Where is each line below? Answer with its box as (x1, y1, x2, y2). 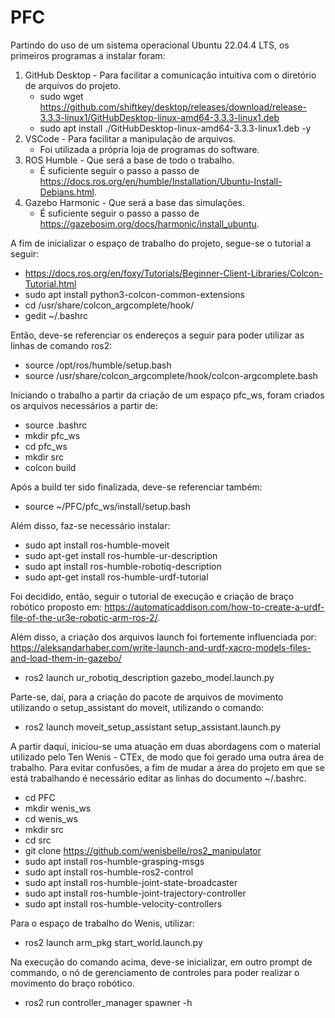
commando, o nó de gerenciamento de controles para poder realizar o (10, 966, 300, 978)
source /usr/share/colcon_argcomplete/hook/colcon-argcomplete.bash (24, 369, 318, 381)
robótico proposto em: (10, 601, 103, 613)
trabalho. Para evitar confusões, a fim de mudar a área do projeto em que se (10, 761, 325, 773)
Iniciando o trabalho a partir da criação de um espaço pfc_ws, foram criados (10, 389, 325, 401)
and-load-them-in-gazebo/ (10, 652, 122, 664)
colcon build (24, 461, 77, 473)
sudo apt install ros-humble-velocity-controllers (24, 897, 223, 910)
